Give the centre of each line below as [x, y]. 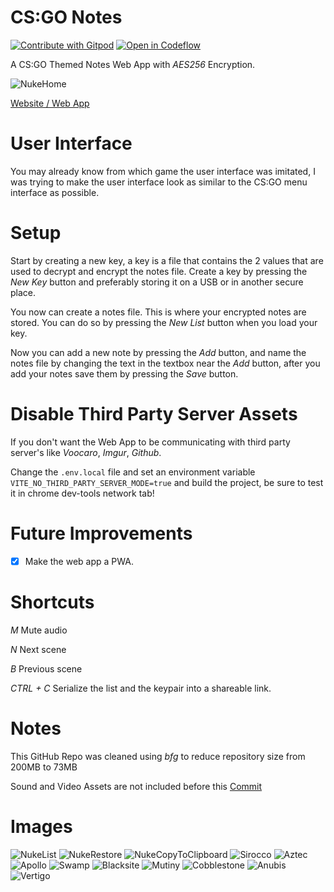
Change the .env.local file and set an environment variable [133, 472]
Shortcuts [52, 602]
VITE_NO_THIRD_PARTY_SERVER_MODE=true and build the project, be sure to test [167, 482]
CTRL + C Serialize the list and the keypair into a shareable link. [141, 688]
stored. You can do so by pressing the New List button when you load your [164, 322]
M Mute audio [39, 630]
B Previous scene [46, 668]
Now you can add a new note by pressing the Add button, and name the [158, 352]
